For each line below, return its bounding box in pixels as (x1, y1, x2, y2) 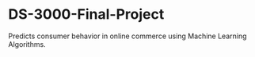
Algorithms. (8, 39, 46, 48)
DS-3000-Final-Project (8, 5, 165, 23)
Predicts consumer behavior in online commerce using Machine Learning (8, 31, 247, 41)
